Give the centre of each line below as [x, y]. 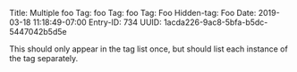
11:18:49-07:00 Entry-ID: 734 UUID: [98, 22]
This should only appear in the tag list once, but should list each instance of [148, 49]
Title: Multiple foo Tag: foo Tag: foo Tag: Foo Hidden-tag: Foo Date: [133, 13]
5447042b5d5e [38, 32]
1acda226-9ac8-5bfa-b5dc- [216, 22]
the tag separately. [44, 58]
